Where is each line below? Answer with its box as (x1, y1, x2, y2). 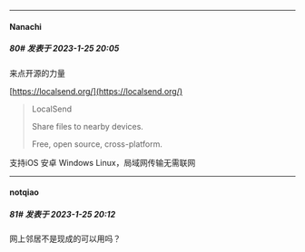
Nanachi (9, 21, 43, 32)
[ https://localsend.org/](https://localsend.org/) (9, 85, 183, 96)
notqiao (9, 187, 39, 198)
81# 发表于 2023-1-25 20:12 (9, 208, 116, 219)
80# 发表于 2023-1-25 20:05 (9, 43, 120, 54)
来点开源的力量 (9, 67, 65, 78)
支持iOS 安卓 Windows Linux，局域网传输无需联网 (9, 157, 196, 168)
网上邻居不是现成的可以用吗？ (9, 233, 121, 245)
